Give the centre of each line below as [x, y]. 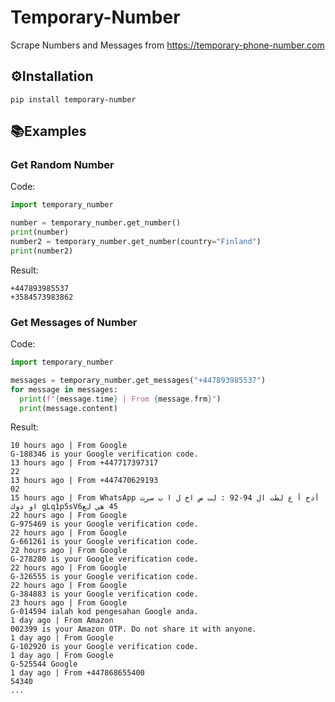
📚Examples [48, 131]
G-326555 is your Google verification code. [104, 577]
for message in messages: [64, 389]
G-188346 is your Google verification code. [104, 454]
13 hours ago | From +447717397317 [84, 463]
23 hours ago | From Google [69, 603]
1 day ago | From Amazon [62, 621]
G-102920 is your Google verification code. [104, 647]
